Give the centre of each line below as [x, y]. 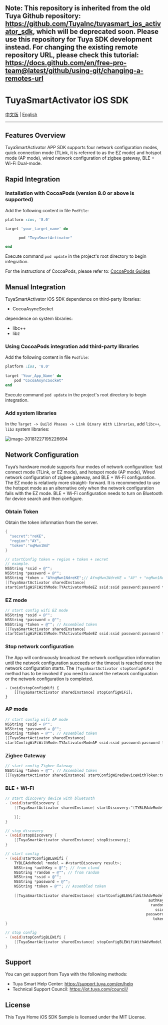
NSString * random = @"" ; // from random [57, 872]
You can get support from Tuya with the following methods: [66, 974]
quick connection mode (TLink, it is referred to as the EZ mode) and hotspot [83, 153]
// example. [17, 564]
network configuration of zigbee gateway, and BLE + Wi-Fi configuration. [80, 477]
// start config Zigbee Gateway [39, 766]
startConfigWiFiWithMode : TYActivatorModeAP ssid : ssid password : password [82, 743]
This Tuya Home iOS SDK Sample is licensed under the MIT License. [75, 1017]
